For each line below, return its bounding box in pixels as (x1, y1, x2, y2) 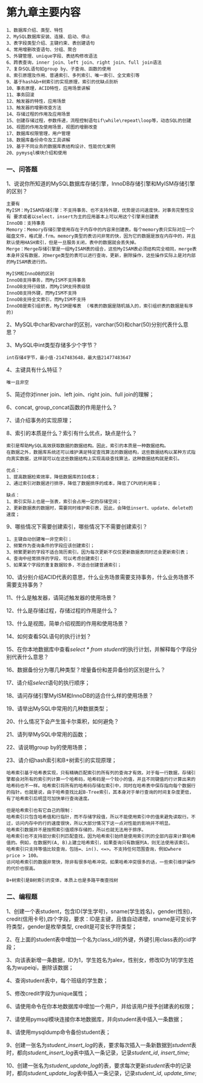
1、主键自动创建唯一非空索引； (6, 536, 73, 543)
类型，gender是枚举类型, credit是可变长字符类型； (11, 923, 138, 930)
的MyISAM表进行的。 (6, 259, 50, 265)
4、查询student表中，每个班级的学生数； (6, 977, 108, 984)
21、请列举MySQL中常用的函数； (6, 731, 89, 738)
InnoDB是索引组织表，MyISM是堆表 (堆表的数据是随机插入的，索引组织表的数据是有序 (6, 303, 193, 309)
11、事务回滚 (6, 92, 35, 98)
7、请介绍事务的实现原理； (6, 417, 73, 424)
